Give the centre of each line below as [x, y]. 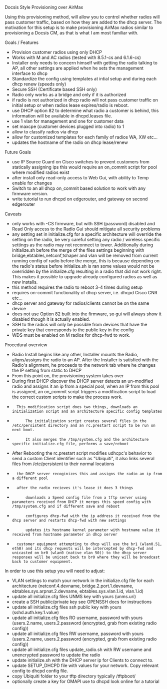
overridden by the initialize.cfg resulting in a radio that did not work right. [87, 271]
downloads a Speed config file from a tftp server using [86, 498]
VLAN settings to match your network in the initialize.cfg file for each [83, 581]
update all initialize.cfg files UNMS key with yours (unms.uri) [74, 596]
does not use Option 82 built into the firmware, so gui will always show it [86, 314]
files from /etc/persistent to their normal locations [63, 464]
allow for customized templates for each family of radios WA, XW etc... [85, 137]
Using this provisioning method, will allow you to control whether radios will [82, 17]
